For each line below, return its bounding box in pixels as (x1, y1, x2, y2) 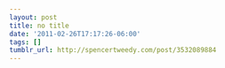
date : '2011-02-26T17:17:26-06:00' (9, 29, 141, 38)
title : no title (9, 21, 69, 30)
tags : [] (9, 37, 42, 47)
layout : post (9, 12, 58, 22)
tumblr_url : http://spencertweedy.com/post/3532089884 (9, 46, 217, 55)
